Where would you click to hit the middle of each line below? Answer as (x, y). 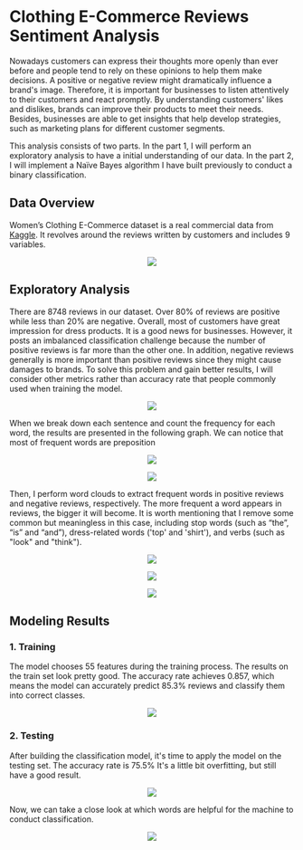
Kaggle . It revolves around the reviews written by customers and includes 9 (150, 234)
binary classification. (48, 175)
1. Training (33, 646)
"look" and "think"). (46, 541)
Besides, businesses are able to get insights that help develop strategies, (145, 119)
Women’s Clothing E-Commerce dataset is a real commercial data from (142, 224)
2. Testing (32, 736)
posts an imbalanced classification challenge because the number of (138, 340)
